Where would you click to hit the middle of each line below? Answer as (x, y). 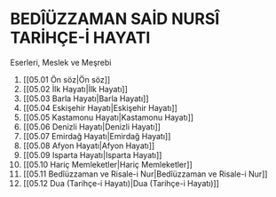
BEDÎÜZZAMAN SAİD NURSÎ (115, 19)
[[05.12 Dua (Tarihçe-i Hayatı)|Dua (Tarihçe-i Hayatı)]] (121, 183)
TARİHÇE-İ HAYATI (80, 38)
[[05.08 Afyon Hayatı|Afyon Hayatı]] (89, 146)
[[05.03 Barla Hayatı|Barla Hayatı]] (86, 98)
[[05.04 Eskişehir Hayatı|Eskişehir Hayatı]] (100, 107)
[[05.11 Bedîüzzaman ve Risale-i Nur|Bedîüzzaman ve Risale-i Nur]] (145, 174)
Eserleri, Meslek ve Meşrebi (61, 62)
